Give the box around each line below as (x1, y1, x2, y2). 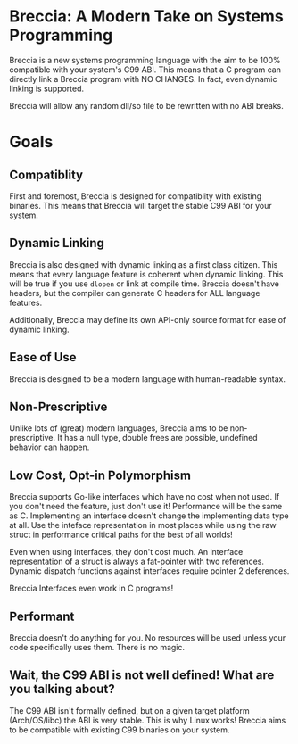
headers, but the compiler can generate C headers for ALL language (9, 287, 261, 298)
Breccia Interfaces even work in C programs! (9, 583, 174, 594)
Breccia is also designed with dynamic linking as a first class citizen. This (9, 259, 278, 269)
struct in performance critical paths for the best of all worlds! (9, 529, 234, 541)
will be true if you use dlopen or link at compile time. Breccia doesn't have (9, 278, 279, 289)
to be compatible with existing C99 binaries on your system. (9, 724, 230, 735)
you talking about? (9, 682, 115, 697)
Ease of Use (9, 350, 78, 365)
